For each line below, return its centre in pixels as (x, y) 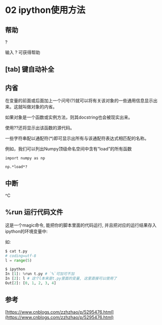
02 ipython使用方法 (45, 10)
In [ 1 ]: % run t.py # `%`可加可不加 (40, 274)
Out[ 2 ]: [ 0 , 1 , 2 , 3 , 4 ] (31, 283)
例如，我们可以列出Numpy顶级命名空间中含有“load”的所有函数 (68, 149)
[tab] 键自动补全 (30, 70)
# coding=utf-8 (21, 256)
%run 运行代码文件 (34, 212)
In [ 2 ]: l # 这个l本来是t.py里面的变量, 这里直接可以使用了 (61, 279)
